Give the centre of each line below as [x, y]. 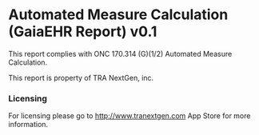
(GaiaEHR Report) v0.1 [83, 32]
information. [28, 125]
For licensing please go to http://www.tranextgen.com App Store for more [129, 116]
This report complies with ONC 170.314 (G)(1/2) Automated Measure [120, 54]
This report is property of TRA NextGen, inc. [81, 77]
